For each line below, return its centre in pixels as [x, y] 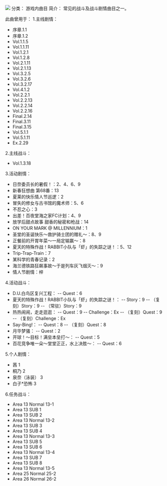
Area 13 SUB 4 [27, 431]
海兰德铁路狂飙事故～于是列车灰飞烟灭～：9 [58, 266]
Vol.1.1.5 [20, 42]
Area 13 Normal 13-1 [33, 404]
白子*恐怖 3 [24, 383]
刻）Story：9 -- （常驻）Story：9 [47, 306]
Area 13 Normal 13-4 [33, 452]
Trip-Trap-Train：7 [31, 253]
